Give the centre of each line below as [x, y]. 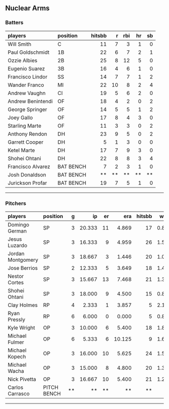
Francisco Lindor [28, 76]
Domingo [18, 225]
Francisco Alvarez [29, 166]
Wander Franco [26, 85]
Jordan [16, 253]
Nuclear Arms [27, 8]
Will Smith [20, 44]
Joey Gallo [20, 118]
